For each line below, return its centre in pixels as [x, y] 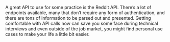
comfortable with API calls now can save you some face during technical [82, 23]
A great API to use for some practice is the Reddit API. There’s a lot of [78, 7]
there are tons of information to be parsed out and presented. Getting [78, 18]
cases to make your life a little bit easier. [47, 34]
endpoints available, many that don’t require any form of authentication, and [85, 13]
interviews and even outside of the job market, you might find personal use [84, 29]
